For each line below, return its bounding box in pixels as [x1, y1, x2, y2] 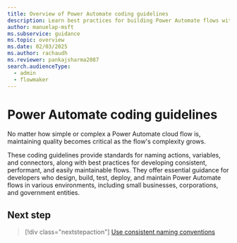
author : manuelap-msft [7, 23, 74, 30]
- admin [13, 69, 37, 76]
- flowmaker [13, 76, 49, 83]
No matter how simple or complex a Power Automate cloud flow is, [7, 130, 201, 138]
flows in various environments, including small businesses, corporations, [7, 181, 219, 189]
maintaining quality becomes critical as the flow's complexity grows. [7, 137, 206, 146]
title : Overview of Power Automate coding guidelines [7, 10, 169, 18]
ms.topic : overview [7, 37, 65, 44]
